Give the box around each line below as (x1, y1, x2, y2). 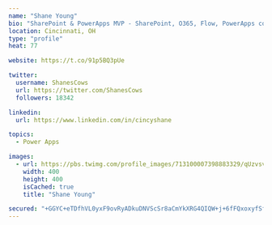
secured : (8, 205, 38, 213)
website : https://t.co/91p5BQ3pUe (8, 57, 125, 65)
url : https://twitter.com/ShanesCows (15, 86, 143, 94)
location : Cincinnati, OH (8, 27, 96, 35)
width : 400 (23, 168, 60, 176)
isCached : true (23, 183, 74, 191)
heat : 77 (8, 42, 38, 50)
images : (8, 153, 35, 161)
